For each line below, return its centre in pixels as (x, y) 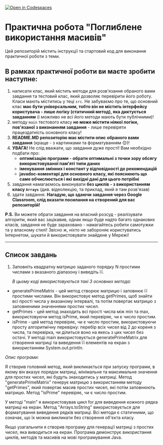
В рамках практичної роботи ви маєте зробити (80, 71)
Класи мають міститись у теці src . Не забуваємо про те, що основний (85, 101)
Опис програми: (22, 357)
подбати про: (26, 153)
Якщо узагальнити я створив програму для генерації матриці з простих (79, 427)
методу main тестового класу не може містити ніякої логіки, (75, 122)
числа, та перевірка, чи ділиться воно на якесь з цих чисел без (78, 332)
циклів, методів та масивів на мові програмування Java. (64, 437)
